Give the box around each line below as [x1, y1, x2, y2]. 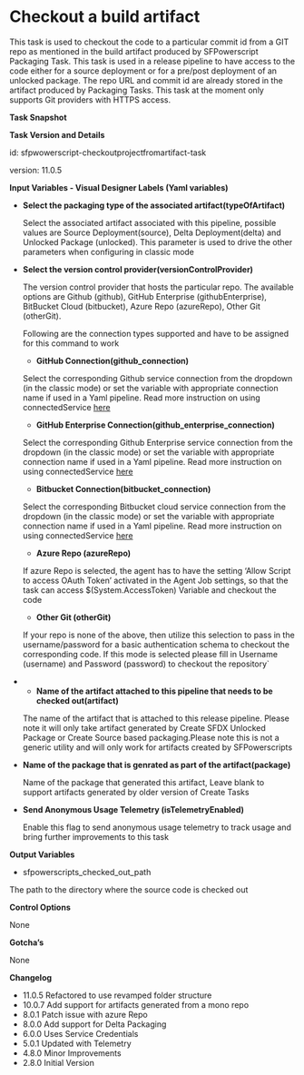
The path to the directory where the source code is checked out [9, 883, 249, 895]
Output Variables [9, 849, 75, 860]
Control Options [9, 902, 71, 912]
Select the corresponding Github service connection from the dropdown [22, 372, 293, 383]
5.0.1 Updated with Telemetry [22, 1038, 132, 1049]
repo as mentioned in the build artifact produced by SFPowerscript [9, 45, 259, 56]
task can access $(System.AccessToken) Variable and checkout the [22, 584, 277, 596]
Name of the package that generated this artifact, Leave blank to [22, 776, 265, 787]
